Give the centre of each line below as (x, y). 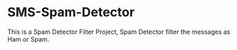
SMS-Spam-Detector (71, 12)
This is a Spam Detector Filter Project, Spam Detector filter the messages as (119, 32)
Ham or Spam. (28, 39)
